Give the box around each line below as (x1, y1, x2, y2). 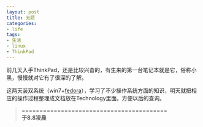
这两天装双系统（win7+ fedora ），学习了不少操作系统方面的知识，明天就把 (6, 87, 192, 94)
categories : (6, 20, 37, 26)
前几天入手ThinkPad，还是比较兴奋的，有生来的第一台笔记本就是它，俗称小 (6, 66, 197, 73)
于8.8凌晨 (21, 114, 47, 121)
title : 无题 (6, 15, 35, 21)
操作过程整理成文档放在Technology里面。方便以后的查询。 (17, 94, 166, 101)
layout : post (6, 9, 40, 15)
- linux (6, 43, 26, 49)
